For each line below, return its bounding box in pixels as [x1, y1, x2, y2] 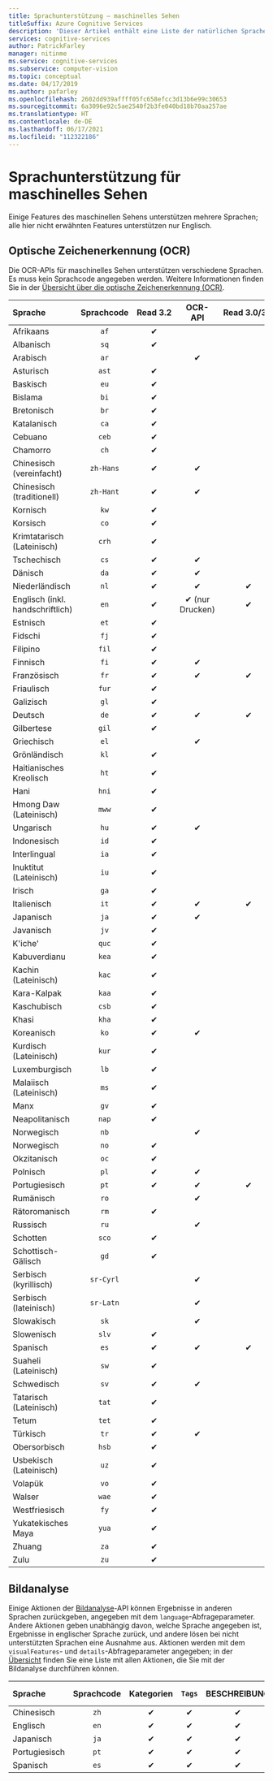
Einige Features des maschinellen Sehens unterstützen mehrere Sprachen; [8, 212, 258, 222]
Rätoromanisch [12, 1206, 71, 1217]
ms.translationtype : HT [8, 110, 89, 119]
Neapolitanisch [12, 1113, 71, 1125]
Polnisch [12, 1166, 45, 1178]
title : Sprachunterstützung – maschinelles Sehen [8, 11, 180, 20]
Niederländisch [12, 581, 71, 592]
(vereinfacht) [12, 468, 63, 479]
